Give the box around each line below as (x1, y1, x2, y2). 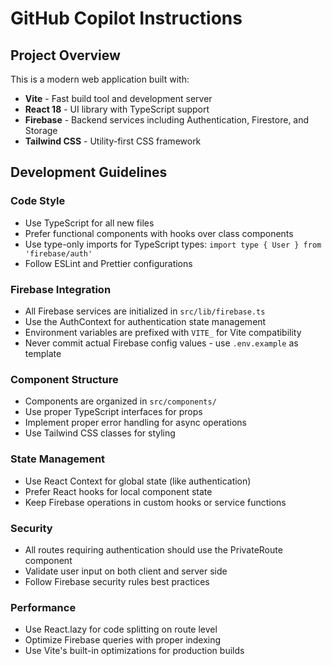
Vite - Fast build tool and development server (24, 93, 213, 104)
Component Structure (10, 372, 119, 386)
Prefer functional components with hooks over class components (24, 227, 294, 239)
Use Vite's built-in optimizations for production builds (24, 645, 245, 657)
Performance (10, 600, 77, 614)
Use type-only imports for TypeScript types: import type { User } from (24, 238, 322, 250)
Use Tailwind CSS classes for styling (24, 427, 176, 439)
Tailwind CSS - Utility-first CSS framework (24, 135, 202, 147)
